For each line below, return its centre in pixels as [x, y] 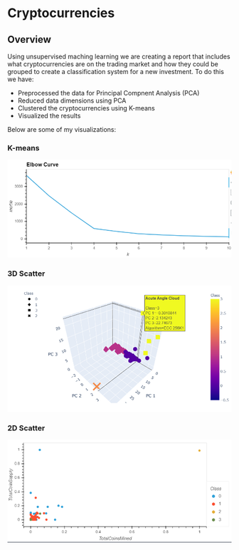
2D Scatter [26, 428]
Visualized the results [49, 116]
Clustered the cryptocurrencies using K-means [86, 108]
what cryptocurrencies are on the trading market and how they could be [113, 64]
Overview [30, 40]
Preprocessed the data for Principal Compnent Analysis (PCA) [108, 93]
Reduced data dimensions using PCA [72, 100]
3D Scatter [26, 274]
